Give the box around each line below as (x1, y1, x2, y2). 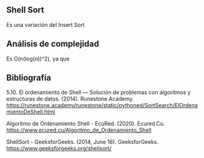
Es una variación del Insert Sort (6, 21, 85, 28)
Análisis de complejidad (6, 39, 99, 49)
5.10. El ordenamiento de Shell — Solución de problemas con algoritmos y (6, 88, 191, 96)
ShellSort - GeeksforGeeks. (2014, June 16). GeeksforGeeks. (6, 138, 159, 146)
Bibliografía (6, 73, 52, 83)
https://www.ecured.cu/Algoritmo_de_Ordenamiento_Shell (6, 126, 152, 134)
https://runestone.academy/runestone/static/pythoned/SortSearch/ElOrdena (6, 102, 198, 109)
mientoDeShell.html (6, 108, 55, 115)
